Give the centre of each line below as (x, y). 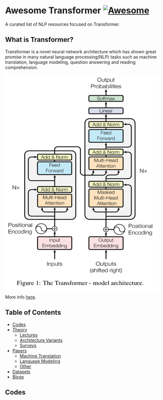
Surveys (28, 345)
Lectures (29, 335)
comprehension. (22, 67)
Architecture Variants (41, 340)
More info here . (21, 297)
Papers (19, 351)
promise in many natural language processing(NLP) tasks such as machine (81, 57)
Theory (20, 329)
